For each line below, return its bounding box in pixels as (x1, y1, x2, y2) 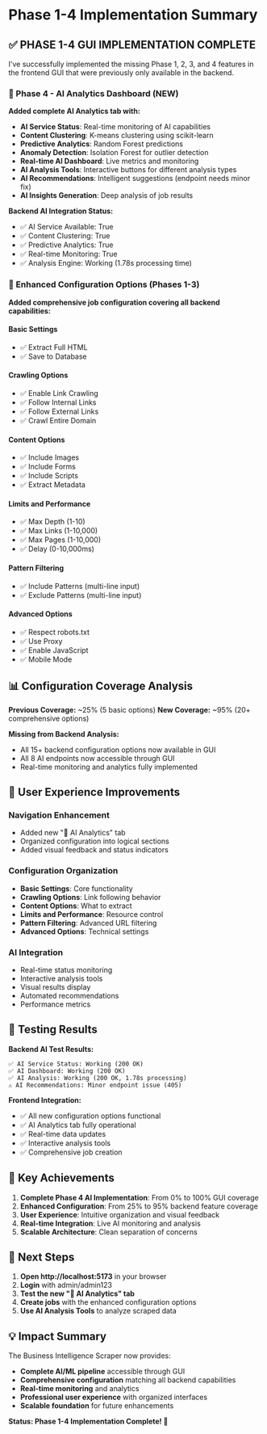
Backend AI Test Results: (8, 1044, 94, 1053)
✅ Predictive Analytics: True (19, 240, 114, 250)
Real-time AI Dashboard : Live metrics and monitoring (19, 156, 199, 166)
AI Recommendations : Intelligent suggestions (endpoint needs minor (19, 174, 251, 183)
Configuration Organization (8, 865, 119, 877)
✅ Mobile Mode (19, 654, 73, 664)
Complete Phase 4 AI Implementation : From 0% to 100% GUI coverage (19, 1192, 260, 1202)
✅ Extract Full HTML (19, 342, 88, 352)
